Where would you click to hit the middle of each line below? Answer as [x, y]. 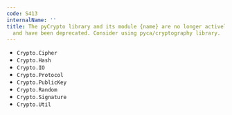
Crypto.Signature [42, 98]
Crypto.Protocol [40, 76]
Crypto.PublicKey [42, 83]
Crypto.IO [31, 68]
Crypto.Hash [34, 61]
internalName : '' [32, 20]
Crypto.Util [34, 105]
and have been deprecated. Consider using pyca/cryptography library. [117, 33]
